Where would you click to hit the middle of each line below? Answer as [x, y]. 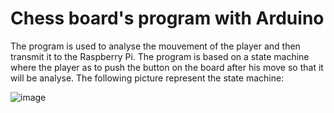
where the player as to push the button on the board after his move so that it [167, 67]
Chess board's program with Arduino [167, 18]
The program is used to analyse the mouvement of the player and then [155, 46]
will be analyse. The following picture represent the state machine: [147, 78]
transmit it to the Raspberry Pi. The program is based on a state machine [160, 56]
